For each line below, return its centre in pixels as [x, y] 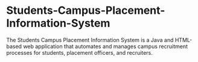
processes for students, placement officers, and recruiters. [79, 52]
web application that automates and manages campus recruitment [106, 46]
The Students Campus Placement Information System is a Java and [90, 40]
